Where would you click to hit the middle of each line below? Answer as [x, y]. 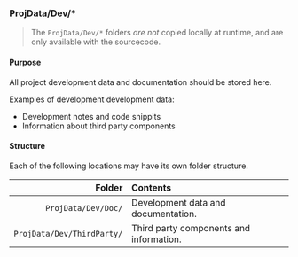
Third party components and [191, 228]
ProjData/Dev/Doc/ [84, 208]
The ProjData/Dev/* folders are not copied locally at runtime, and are [157, 33]
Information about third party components [98, 126]
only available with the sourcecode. [96, 42]
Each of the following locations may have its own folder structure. [129, 166]
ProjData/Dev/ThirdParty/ [68, 234]
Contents [151, 187]
